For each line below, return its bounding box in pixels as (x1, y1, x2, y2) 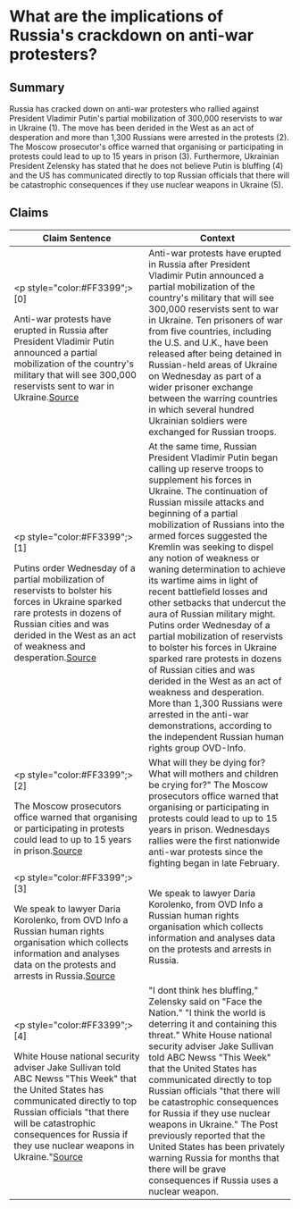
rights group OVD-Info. (148, 742, 246, 754)
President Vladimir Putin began (148, 451, 279, 464)
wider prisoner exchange (148, 381, 254, 393)
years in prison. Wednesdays (148, 823, 271, 835)
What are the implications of (9, 6, 224, 27)
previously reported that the (148, 1129, 266, 1141)
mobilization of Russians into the (148, 518, 285, 531)
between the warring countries (148, 391, 279, 404)
